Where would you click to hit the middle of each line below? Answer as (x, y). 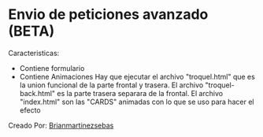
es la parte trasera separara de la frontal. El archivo (140, 93)
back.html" (37, 93)
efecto (30, 110)
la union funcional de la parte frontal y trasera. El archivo (111, 85)
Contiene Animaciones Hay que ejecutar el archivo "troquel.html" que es (137, 76)
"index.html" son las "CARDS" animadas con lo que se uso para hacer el (137, 102)
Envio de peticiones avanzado (108, 15)
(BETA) (31, 31)
